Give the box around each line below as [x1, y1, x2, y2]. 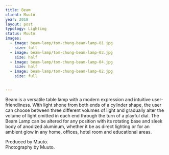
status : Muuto [5, 31, 36, 36]
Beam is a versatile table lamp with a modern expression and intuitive [5, 96, 151, 102]
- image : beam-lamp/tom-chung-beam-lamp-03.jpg [10, 50, 113, 55]
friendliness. [5, 102, 32, 108]
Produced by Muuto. [5, 138, 49, 145]
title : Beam [5, 7, 31, 13]
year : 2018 [5, 17, 29, 22]
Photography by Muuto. [5, 144, 55, 150]
